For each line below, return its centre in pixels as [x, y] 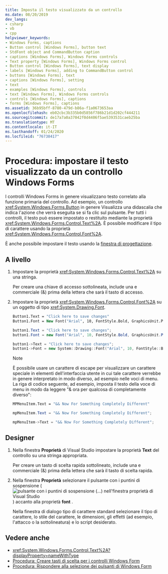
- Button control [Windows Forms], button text [56, 47]
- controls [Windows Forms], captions [46, 99]
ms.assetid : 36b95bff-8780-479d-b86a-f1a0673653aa [59, 108]
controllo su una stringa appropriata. [50, 455]
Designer [20, 438]
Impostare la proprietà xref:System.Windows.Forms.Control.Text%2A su [87, 272]
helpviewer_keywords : [28, 38]
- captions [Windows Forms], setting [45, 80]
